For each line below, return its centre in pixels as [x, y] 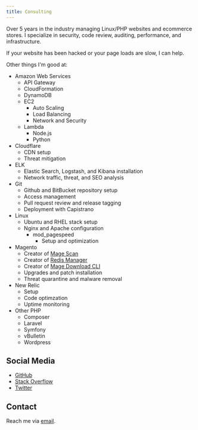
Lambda [34, 126]
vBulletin [35, 336]
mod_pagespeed [53, 234]
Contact [21, 406]
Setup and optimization [70, 241]
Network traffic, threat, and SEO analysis [74, 177]
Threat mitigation [45, 158]
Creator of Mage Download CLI [62, 266]
